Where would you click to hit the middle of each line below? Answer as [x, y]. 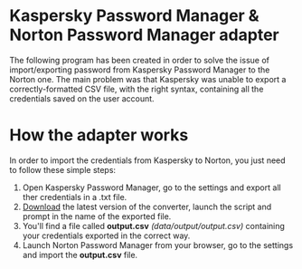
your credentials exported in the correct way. [106, 235]
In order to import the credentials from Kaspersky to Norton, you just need [148, 160]
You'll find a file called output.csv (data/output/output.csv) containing [153, 226]
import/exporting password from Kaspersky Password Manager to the [140, 70]
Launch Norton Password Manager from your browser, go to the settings [158, 245]
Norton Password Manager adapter [144, 35]
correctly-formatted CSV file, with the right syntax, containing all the [137, 89]
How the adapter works [99, 135]
